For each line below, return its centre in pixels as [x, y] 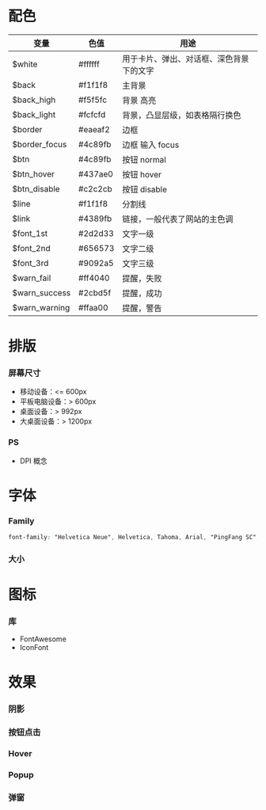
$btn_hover [34, 173]
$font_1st [30, 233]
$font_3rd [30, 263]
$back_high [34, 100]
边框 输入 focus [151, 145]
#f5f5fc [93, 100]
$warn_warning [41, 307]
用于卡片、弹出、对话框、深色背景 [186, 59]
